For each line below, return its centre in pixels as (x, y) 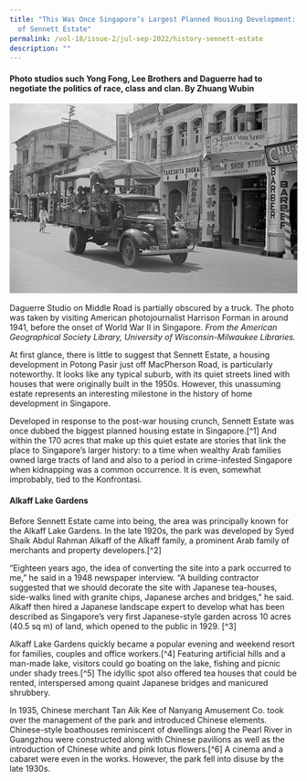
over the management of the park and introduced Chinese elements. (138, 720)
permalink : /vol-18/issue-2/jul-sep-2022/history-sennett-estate (136, 38)
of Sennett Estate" (55, 29)
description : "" (40, 48)
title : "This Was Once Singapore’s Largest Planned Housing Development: (153, 19)
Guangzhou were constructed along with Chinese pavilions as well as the (147, 739)
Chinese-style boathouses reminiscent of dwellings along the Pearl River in (151, 729)
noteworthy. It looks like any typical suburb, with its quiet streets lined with (150, 374)
